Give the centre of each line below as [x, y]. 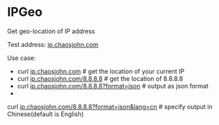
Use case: [21, 58]
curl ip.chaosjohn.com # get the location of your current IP [101, 71]
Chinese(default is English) [46, 114]
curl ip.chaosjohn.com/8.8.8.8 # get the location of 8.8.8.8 [100, 78]
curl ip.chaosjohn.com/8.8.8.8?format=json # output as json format [113, 86]
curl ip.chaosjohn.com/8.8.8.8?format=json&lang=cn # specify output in [110, 106]
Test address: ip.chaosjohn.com [53, 44]
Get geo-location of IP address [51, 31]
